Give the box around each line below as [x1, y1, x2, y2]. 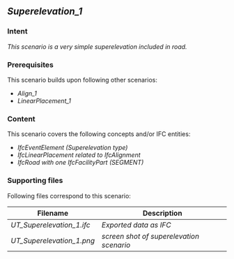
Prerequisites [7, 59, 54, 69]
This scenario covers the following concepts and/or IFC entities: [7, 130, 191, 138]
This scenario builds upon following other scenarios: [7, 75, 158, 84]
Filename [37, 208, 68, 218]
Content [7, 114, 36, 124]
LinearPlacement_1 [17, 96, 72, 105]
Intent [7, 27, 28, 36]
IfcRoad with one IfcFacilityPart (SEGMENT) [17, 158, 144, 167]
